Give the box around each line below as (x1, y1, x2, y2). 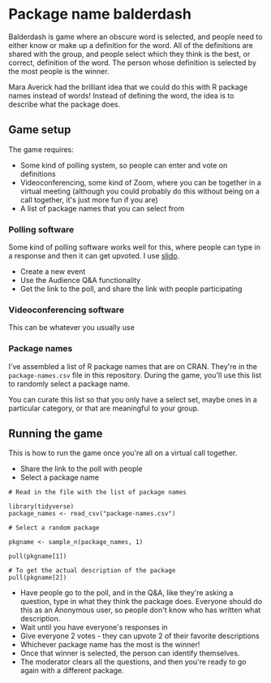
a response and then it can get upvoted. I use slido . (8, 251, 180, 261)
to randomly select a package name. (8, 379, 131, 389)
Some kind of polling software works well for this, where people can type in (8, 242, 261, 252)
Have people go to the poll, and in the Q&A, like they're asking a (19, 588, 234, 598)
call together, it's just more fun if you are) (19, 194, 158, 204)
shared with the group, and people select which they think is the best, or (8, 49, 251, 59)
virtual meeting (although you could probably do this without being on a (19, 186, 260, 196)
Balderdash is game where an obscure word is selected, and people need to (8, 32, 263, 41)
